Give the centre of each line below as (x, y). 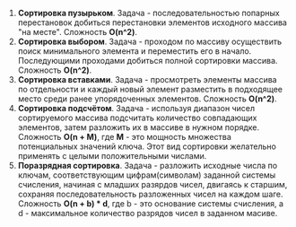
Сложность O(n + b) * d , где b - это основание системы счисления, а (151, 204)
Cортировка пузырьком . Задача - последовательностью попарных (148, 13)
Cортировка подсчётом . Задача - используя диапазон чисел (136, 108)
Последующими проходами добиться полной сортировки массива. (148, 61)
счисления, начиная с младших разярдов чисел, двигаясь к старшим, (152, 184)
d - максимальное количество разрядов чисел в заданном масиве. (148, 213)
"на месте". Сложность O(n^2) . (77, 32)
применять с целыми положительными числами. (112, 156)
